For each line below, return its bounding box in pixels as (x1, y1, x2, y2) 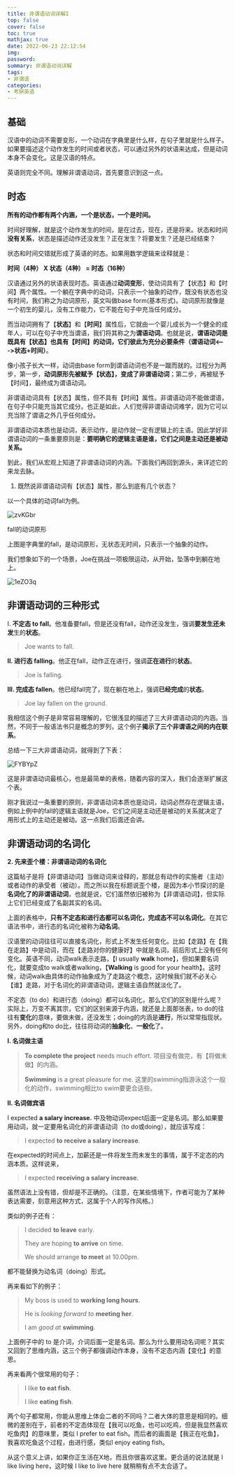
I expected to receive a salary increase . (24, 1136, 141, 1145)
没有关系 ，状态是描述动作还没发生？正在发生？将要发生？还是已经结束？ (7, 234, 215, 242)
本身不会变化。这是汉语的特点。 (7, 153, 99, 162)
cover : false (7, 23, 45, 30)
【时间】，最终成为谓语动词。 (7, 379, 90, 387)
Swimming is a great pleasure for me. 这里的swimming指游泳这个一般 (24, 1075, 226, 1084)
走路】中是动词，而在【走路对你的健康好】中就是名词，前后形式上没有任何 (13, 946, 228, 954)
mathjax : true (7, 36, 49, 43)
